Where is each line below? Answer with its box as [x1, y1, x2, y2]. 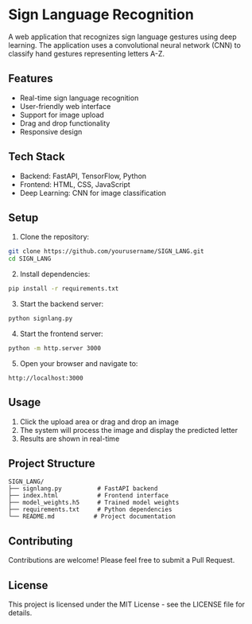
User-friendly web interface [19, 101, 111, 111]
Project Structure [8, 456, 95, 470]
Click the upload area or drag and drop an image [19, 416, 179, 427]
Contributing [8, 534, 73, 548]
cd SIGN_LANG [8, 255, 52, 263]
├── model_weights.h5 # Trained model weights [8, 499, 180, 507]
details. [8, 608, 33, 618]
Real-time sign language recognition [19, 93, 139, 103]
